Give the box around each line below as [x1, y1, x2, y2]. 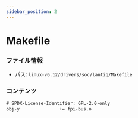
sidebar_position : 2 [6, 8, 58, 15]
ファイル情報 [6, 56, 43, 64]
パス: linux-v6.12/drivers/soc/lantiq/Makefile [14, 71, 133, 78]
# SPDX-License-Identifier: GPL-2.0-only [6, 101, 111, 107]
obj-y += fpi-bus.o [6, 106, 92, 112]
